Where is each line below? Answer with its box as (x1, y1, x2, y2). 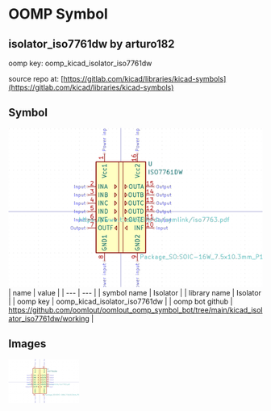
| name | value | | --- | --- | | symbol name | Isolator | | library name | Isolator (8, 287, 262, 297)
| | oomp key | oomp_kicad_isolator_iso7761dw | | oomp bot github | (8, 296, 233, 306)
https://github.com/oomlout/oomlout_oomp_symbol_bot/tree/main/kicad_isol (8, 304, 263, 315)
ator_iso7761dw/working (8, 313, 90, 323)
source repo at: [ (8, 74, 64, 83)
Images (8, 337, 47, 351)
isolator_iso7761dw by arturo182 (8, 37, 175, 51)
